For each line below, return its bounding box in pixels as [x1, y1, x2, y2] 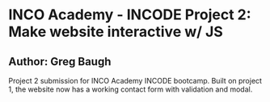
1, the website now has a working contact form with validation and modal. [8, 84, 253, 94]
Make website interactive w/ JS [8, 22, 224, 41]
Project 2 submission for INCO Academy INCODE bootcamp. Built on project [8, 76, 263, 85]
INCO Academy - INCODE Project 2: [8, 6, 252, 24]
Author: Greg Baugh [8, 55, 112, 68]
